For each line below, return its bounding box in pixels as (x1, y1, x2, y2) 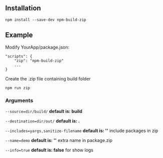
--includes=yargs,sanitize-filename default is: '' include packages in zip (5, 127, 158, 133)
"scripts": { (5, 53, 33, 59)
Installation (5, 4, 41, 12)
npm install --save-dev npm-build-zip (5, 17, 86, 22)
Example (5, 31, 33, 39)
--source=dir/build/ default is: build (5, 108, 83, 114)
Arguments (5, 97, 34, 104)
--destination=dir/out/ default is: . (5, 117, 80, 124)
